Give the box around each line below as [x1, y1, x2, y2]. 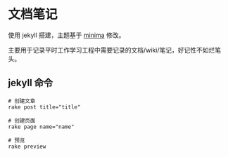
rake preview [8, 143, 46, 150]
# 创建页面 [8, 117, 36, 124]
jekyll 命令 [8, 77, 53, 89]
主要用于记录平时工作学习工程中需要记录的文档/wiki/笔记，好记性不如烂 [8, 46, 215, 54]
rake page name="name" [8, 123, 75, 130]
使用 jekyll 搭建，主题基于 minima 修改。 [8, 31, 125, 39]
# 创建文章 [8, 97, 36, 104]
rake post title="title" [8, 103, 81, 111]
